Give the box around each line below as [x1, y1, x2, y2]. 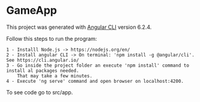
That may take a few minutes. [17, 73, 93, 79]
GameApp [6, 4, 57, 17]
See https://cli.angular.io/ [6, 57, 79, 63]
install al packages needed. [6, 67, 79, 74]
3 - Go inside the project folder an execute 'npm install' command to [6, 62, 189, 68]
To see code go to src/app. [6, 88, 73, 96]
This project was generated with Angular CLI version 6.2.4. [6, 23, 152, 31]
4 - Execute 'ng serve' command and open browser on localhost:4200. [6, 78, 184, 84]
